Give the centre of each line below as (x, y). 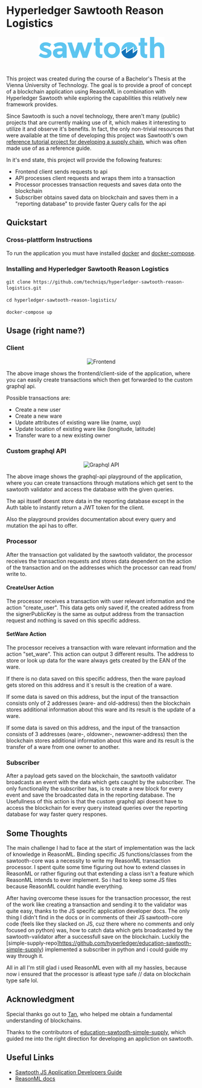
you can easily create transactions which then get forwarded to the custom (99, 380)
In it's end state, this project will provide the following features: (84, 160)
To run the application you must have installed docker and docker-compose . (101, 253)
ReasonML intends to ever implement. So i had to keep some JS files (91, 880)
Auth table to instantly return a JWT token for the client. (75, 508)
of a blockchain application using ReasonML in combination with (86, 91)
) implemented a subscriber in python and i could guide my (115, 950)
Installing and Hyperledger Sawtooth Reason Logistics (88, 268)
